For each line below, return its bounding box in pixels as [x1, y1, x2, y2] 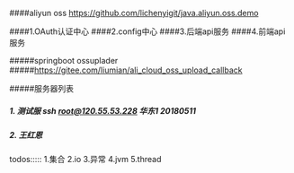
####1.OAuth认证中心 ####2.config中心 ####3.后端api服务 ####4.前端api [9, 26, 286, 37]
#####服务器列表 [9, 83, 75, 93]
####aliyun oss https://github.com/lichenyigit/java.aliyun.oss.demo [9, 8, 259, 18]
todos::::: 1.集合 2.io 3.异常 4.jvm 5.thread [9, 154, 162, 165]
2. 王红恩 [9, 129, 43, 140]
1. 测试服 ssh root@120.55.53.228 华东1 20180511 [9, 105, 196, 116]
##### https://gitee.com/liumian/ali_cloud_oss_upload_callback [9, 65, 243, 75]
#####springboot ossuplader [9, 56, 119, 65]
